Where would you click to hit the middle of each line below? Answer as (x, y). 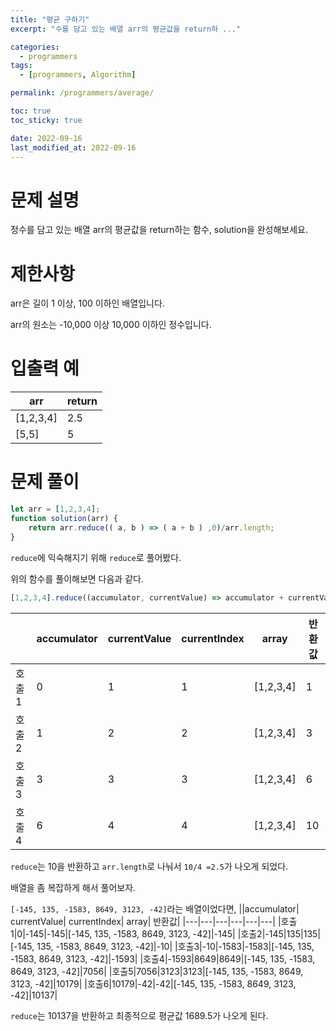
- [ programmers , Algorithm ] (78, 75)
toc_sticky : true (46, 120)
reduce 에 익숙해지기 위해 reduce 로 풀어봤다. (96, 557)
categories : (35, 47)
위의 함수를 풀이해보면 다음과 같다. (77, 578)
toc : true (31, 111)
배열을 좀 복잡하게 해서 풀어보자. (73, 887)
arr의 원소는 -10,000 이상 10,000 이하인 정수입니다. (111, 325)
